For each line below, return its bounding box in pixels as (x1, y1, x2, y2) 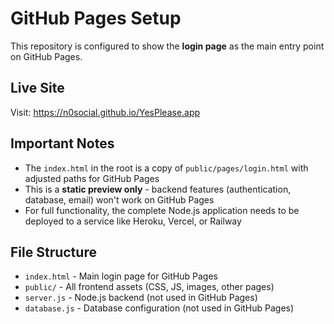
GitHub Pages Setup (10, 7, 182, 30)
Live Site (10, 80, 65, 97)
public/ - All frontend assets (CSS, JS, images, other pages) (24, 281, 275, 293)
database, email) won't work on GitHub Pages (24, 193, 215, 206)
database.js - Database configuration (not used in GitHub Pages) (24, 302, 295, 314)
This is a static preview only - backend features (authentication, (24, 183, 292, 195)
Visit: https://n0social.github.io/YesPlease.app (10, 106, 201, 118)
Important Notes (10, 135, 115, 152)
